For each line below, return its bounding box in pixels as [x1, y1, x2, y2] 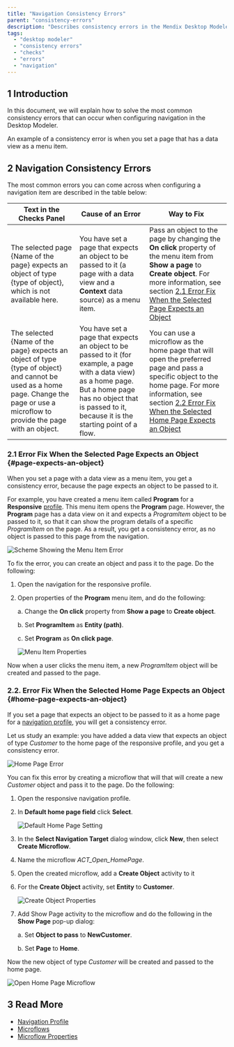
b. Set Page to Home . [17, 944, 80, 952]
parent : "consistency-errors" [7, 17, 95, 24]
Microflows [17, 1025, 50, 1033]
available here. [10, 295, 58, 305]
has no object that [79, 393, 139, 403]
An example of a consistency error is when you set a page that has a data [7, 135, 218, 143]
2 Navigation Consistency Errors [7, 162, 152, 174]
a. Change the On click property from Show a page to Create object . [17, 607, 216, 615]
